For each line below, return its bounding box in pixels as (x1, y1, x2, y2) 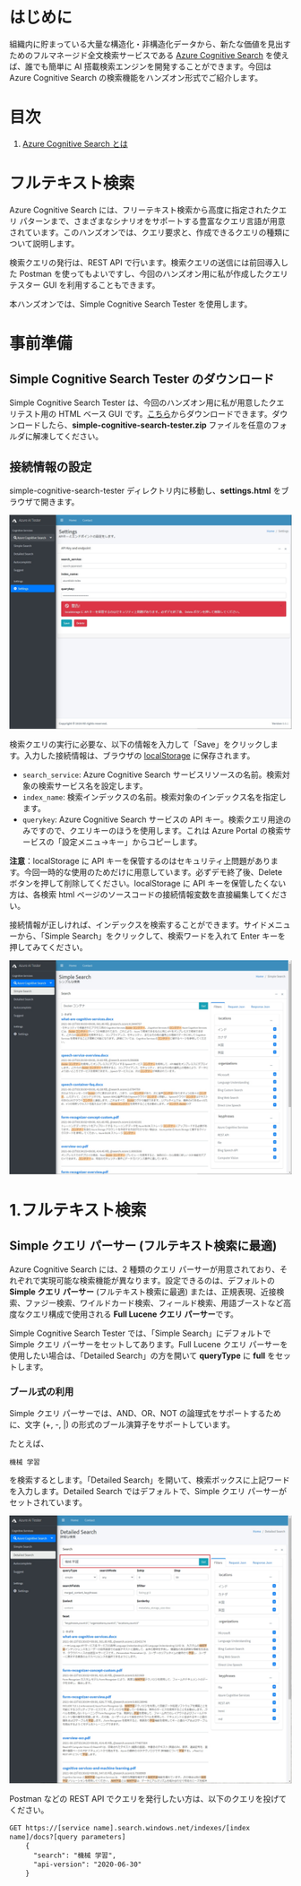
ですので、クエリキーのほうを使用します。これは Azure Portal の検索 (30, 825, 284, 835)
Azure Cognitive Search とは (21, 138, 128, 149)
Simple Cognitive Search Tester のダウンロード (9, 372, 275, 387)
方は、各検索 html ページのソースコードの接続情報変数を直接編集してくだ (9, 888, 280, 900)
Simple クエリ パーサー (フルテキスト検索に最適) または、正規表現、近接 (9, 1286, 277, 1297)
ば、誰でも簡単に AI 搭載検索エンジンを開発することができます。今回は (9, 61, 271, 72)
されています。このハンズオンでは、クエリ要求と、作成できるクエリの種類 (9, 227, 283, 238)
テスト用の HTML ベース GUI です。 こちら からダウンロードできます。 (16, 408, 272, 419)
